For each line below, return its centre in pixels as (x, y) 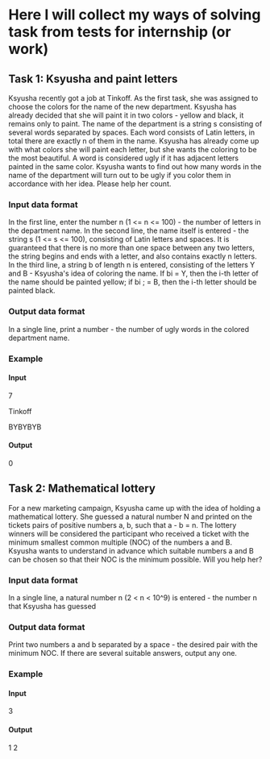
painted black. (32, 291)
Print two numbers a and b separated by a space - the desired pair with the (133, 645)
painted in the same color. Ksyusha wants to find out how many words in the (135, 166)
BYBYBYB (25, 427)
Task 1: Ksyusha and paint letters (93, 79)
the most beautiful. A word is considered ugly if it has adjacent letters (124, 158)
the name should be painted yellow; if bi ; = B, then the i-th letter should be (133, 282)
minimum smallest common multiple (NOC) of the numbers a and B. (120, 542)
